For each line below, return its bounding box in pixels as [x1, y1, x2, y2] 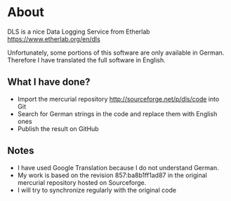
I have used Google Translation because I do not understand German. [17, 163, 219, 172]
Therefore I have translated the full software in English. [7, 55, 166, 64]
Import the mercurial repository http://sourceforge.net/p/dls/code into [17, 95, 220, 103]
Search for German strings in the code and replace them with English [17, 109, 218, 118]
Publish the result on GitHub [17, 124, 100, 133]
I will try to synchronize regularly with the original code [17, 186, 177, 194]
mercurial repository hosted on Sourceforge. [17, 178, 147, 186]
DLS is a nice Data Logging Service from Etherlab [7, 27, 150, 36]
